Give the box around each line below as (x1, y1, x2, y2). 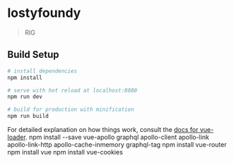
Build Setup (7, 49, 59, 61)
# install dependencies (7, 67, 78, 75)
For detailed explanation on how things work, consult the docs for (7, 126, 199, 133)
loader (7, 133, 26, 141)
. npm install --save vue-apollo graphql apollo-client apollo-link (25, 133, 210, 141)
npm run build (7, 113, 49, 120)
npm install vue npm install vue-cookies (7, 148, 124, 156)
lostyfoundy (7, 5, 81, 21)
